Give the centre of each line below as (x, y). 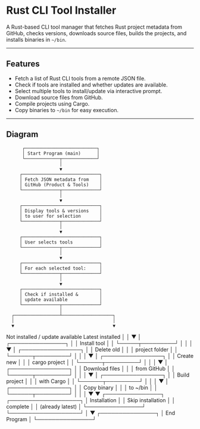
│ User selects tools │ (61, 242)
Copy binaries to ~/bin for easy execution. (67, 110)
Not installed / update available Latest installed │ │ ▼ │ (74, 337)
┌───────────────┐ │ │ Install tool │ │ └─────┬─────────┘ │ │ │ (100, 343)
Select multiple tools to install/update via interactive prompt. (88, 91)
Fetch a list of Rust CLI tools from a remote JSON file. (80, 78)
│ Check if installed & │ (61, 294)
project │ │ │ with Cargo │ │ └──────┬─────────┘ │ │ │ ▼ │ (87, 381)
